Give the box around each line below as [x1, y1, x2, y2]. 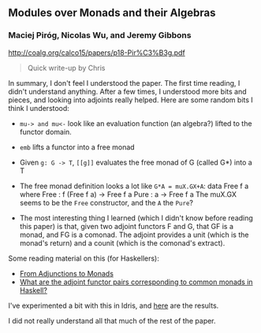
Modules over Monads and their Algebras [8, 6, 216, 20]
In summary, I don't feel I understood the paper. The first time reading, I [8, 78, 240, 87]
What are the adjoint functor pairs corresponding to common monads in [19, 277, 254, 287]
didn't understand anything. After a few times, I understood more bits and [8, 87, 247, 96]
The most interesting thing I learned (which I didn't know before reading [19, 213, 254, 223]
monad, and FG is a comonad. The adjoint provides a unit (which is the [19, 230, 249, 239]
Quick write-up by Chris [27, 63, 106, 72]
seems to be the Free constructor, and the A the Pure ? [19, 198, 193, 207]
